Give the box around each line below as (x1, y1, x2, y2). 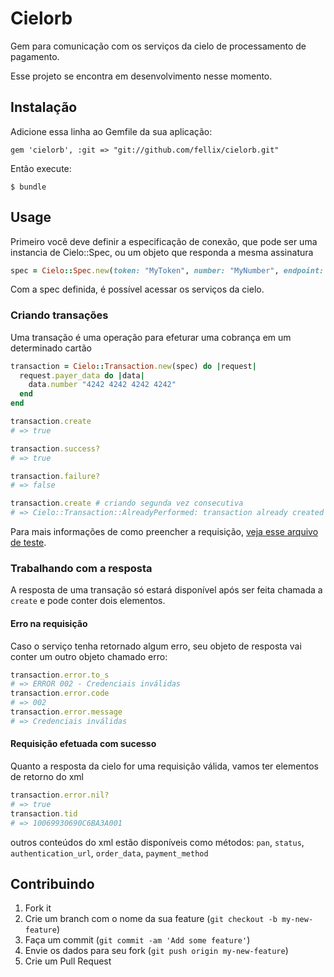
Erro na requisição (10, 618, 88, 629)
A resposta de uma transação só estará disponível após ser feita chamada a (10, 584, 323, 596)
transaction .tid (10, 808, 78, 819)
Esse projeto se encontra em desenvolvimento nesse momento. (10, 70, 273, 82)
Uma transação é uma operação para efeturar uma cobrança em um (10, 331, 292, 343)
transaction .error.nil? (10, 790, 110, 801)
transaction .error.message (10, 707, 123, 717)
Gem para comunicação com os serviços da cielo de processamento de (10, 40, 307, 52)
